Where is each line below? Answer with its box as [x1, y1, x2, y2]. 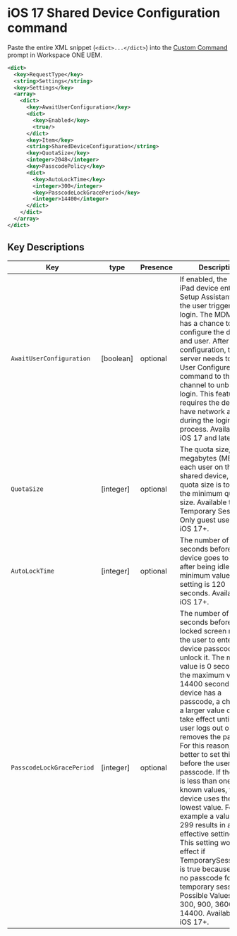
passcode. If [179, 767, 221, 777]
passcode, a [179, 696, 221, 706]
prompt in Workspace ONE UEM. [7, 51, 102, 59]
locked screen [179, 626, 227, 636]
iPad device [179, 283, 219, 293]
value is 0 [179, 661, 212, 671]
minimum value [179, 570, 231, 580]
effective [179, 829, 209, 839]
